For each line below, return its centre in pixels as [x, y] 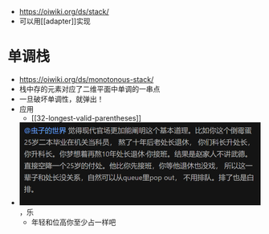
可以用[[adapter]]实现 [55, 21]
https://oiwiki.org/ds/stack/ [64, 12]
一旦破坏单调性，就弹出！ [61, 99]
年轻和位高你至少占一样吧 [73, 222]
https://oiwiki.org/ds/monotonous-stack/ [86, 79]
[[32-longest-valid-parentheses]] [86, 118]
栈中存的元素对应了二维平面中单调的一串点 [90, 88]
